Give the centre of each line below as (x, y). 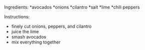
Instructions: (17, 17)
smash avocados (29, 37)
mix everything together (36, 42)
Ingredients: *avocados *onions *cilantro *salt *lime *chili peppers (72, 7)
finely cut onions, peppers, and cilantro (51, 26)
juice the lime (25, 31)
